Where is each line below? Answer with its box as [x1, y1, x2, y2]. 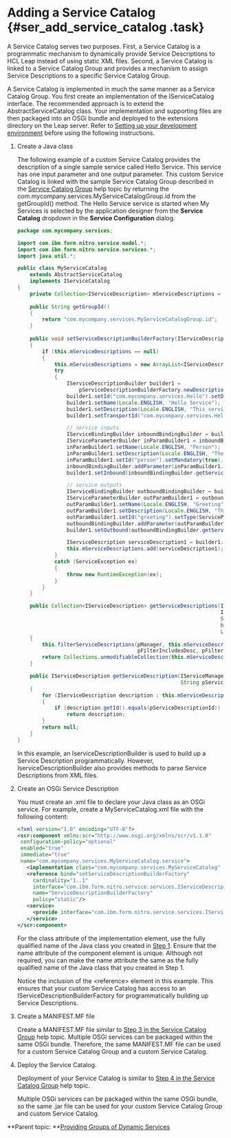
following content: [16, 812, 69, 821]
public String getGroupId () [30, 303, 110, 310]
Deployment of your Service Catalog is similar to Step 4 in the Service [16, 1074, 215, 1082]
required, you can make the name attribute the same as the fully [16, 956, 199, 965]
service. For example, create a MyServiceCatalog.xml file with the [16, 805, 204, 813]
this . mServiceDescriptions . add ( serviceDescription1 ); [66, 545, 224, 552]
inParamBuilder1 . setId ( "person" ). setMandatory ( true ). [66, 456, 224, 463]
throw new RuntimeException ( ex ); [66, 571, 163, 578]
